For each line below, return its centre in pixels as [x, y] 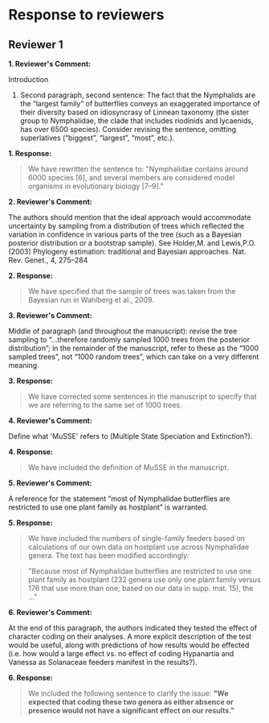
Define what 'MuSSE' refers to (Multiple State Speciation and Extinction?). [130, 436]
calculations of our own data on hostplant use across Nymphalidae [139, 547]
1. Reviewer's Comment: [49, 64]
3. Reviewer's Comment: [50, 315]
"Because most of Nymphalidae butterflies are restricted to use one [140, 571]
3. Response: [31, 381]
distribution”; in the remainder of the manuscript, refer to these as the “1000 [134, 348]
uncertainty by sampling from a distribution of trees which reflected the [126, 226]
